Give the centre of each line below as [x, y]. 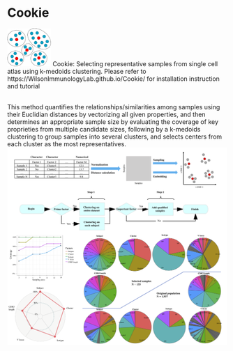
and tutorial [24, 86]
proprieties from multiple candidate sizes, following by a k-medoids [104, 129]
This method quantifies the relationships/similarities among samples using [114, 107]
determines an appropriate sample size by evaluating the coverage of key [113, 122]
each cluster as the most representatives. [67, 143]
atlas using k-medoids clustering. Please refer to [77, 71]
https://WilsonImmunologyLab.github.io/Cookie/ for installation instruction [113, 79]
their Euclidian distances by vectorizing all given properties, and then [106, 114]
